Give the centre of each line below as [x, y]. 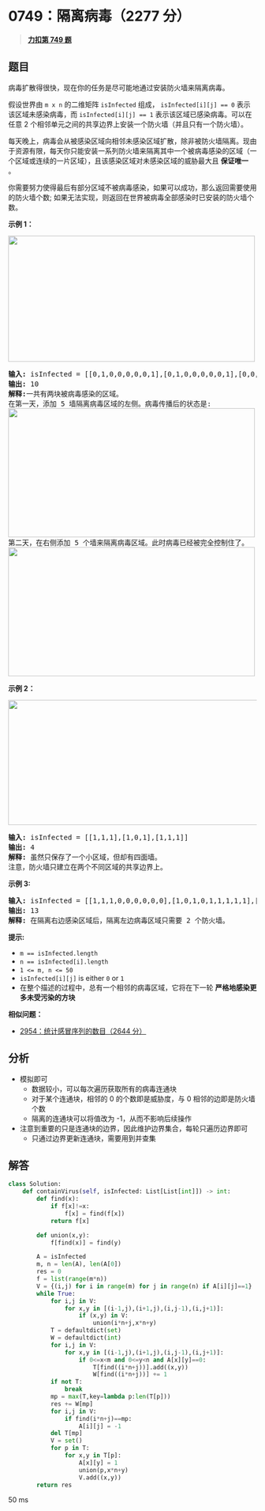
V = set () [66, 1441]
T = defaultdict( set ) [86, 1331]
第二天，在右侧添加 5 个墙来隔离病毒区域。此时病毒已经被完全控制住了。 [129, 542]
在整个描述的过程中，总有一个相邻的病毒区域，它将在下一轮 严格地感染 [134, 987]
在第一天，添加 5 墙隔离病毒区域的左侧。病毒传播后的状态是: [110, 403]
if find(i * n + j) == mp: [98, 1418]
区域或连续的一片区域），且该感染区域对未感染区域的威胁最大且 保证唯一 [131, 161]
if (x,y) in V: [103, 1316]
